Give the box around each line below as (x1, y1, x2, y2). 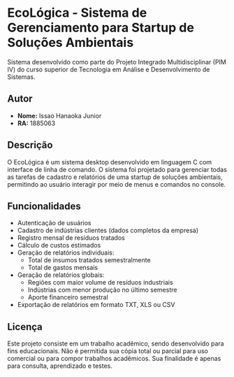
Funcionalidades (7, 200, 82, 212)
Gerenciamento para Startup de (7, 20, 194, 36)
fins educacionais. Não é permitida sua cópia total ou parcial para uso (7, 347, 208, 355)
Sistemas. (7, 72, 36, 81)
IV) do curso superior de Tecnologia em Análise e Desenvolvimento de (7, 65, 210, 73)
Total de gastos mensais (27, 264, 98, 272)
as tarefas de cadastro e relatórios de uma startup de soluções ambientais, (7, 173, 224, 181)
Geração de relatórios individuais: (17, 248, 115, 257)
